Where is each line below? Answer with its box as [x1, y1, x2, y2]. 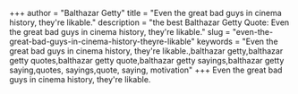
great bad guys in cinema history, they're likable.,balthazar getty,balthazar [9, 46, 284, 56]
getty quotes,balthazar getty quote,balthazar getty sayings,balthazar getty [9, 56, 285, 65]
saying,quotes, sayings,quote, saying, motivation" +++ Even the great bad [9, 64, 283, 75]
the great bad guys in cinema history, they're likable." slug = [9, 27, 231, 37]
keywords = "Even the [196, 36, 279, 47]
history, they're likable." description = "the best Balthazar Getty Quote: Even [9, 17, 290, 28]
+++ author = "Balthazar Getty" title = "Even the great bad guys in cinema [9, 8, 282, 18]
